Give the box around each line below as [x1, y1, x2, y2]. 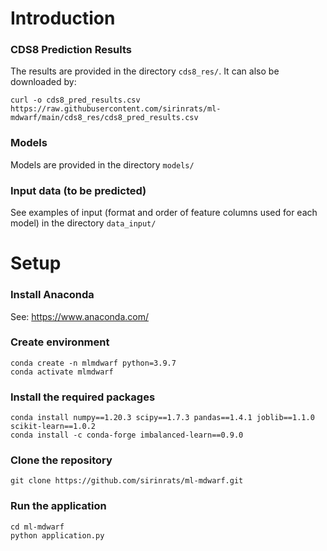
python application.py [10, 530, 105, 541]
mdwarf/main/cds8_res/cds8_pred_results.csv [10, 113, 199, 123]
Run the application [10, 499, 107, 513]
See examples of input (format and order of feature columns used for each [10, 207, 318, 219]
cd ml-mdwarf [10, 522, 65, 532]
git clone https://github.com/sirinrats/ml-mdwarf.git [10, 476, 244, 486]
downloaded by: [10, 76, 77, 88]
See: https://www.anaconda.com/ [10, 310, 150, 322]
